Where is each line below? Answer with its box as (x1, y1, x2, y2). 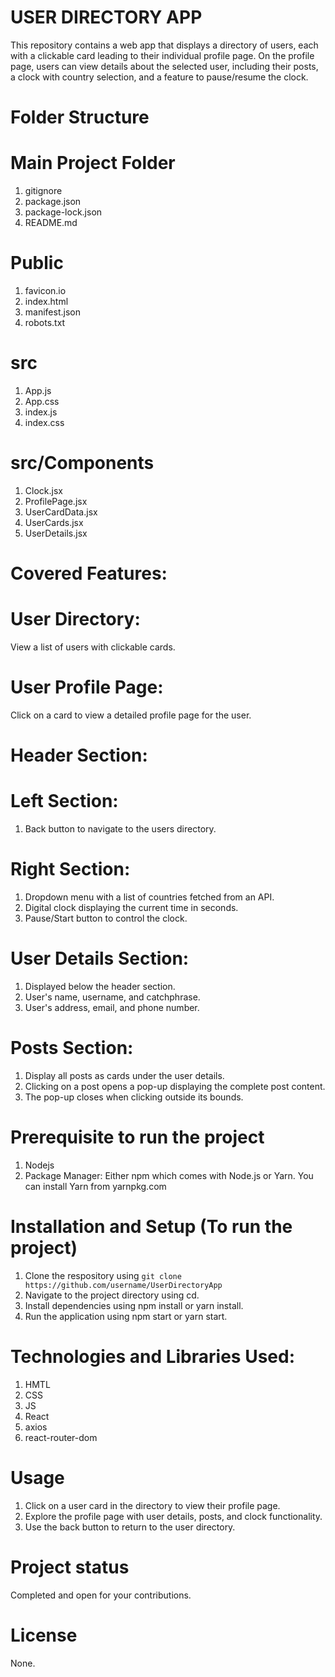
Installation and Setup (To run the (10, 1216, 293, 1238)
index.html (24, 296, 69, 307)
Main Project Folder (10, 152, 176, 175)
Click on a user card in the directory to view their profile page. (24, 1499, 281, 1511)
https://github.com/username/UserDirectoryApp (24, 1280, 223, 1290)
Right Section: (10, 858, 131, 881)
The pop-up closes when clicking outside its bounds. (24, 1091, 244, 1103)
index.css (24, 416, 65, 428)
